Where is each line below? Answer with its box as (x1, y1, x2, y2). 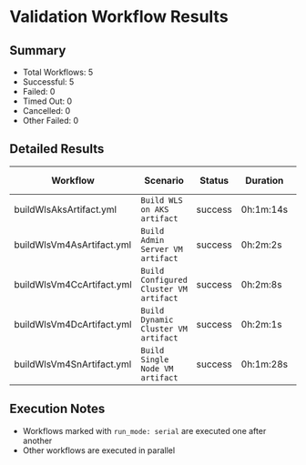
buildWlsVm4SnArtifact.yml (14, 358, 132, 370)
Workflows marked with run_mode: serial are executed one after (22, 425, 267, 436)
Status (199, 174, 229, 187)
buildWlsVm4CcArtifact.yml (14, 278, 132, 290)
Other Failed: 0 (22, 116, 79, 126)
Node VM (140, 363, 174, 374)
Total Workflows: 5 (22, 66, 94, 77)
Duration (245, 174, 284, 187)
